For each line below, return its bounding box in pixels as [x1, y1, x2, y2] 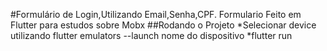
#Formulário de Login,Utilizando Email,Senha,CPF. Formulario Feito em [10, 9, 302, 20]
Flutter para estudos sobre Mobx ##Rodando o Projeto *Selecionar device [10, 19, 317, 31]
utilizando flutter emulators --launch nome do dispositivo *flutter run [10, 30, 293, 41]
